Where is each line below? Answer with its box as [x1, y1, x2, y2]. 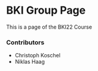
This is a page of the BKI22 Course [6, 23, 93, 30]
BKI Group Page [6, 4, 86, 17]
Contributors [6, 38, 45, 47]
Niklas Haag [14, 58, 45, 66]
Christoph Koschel [14, 52, 61, 59]
